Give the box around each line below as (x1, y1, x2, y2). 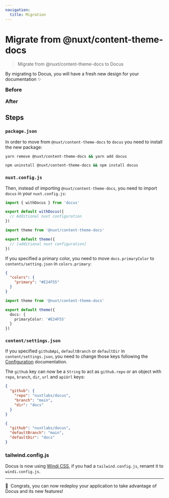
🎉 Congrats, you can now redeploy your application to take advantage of (5, 483, 157, 489)
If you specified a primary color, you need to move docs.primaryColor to (5, 255, 154, 261)
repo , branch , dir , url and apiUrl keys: (5, 374, 85, 380)
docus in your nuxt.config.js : (5, 190, 66, 197)
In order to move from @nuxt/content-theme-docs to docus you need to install (5, 139, 162, 145)
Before (5, 86, 22, 93)
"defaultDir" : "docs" (10, 435, 55, 440)
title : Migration (10, 12, 46, 17)
